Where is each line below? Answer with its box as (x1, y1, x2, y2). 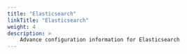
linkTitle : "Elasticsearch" (7, 17, 90, 24)
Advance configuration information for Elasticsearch (20, 36, 180, 43)
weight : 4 (7, 23, 36, 30)
